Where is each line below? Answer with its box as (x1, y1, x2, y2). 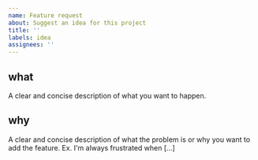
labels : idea (8, 33, 51, 42)
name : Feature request (8, 11, 83, 20)
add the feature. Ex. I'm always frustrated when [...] (8, 143, 175, 152)
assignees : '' (8, 41, 55, 49)
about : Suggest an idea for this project (8, 19, 147, 27)
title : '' (8, 26, 41, 34)
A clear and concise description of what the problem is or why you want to (8, 135, 251, 144)
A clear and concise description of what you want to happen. (8, 91, 207, 100)
